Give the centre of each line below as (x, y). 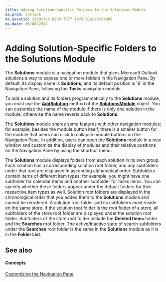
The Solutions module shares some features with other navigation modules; (83, 124)
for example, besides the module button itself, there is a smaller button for (81, 129)
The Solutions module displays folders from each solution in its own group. (83, 160)
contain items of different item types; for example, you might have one (77, 176)
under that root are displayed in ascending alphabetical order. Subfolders (80, 171)
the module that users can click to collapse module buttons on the (73, 135)
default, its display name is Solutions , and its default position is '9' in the (80, 83)
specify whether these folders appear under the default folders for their (79, 187)
